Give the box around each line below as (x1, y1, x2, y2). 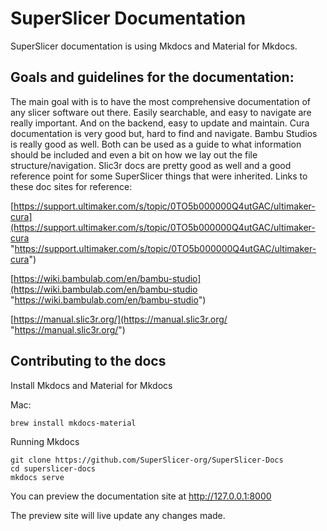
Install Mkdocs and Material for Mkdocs (10, 379, 173, 391)
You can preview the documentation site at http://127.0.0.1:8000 (10, 490, 272, 502)
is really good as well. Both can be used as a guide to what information (10, 138, 302, 150)
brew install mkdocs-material (10, 418, 137, 428)
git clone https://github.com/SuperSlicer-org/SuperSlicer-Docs (10, 455, 284, 465)
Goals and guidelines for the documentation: (10, 69, 295, 86)
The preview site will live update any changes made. (10, 509, 226, 521)
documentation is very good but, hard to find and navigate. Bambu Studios (10, 127, 318, 139)
